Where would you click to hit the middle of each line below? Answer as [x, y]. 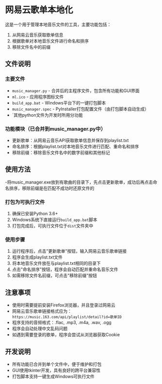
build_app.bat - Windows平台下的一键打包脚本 [59, 102]
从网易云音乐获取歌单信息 [38, 35]
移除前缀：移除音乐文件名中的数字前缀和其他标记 [61, 152]
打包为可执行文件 [25, 202]
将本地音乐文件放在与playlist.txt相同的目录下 [56, 263]
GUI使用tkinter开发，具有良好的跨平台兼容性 [56, 370]
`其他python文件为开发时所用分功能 [48, 115]
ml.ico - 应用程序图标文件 [38, 97]
